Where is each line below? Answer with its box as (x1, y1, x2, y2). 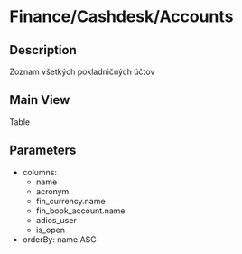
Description (9, 42, 77, 58)
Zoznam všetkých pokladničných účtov (9, 66, 155, 77)
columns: (22, 166, 57, 177)
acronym (35, 185, 70, 196)
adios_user (35, 214, 77, 225)
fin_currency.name (35, 195, 106, 206)
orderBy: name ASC (22, 233, 97, 245)
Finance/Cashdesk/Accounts (9, 6, 234, 27)
